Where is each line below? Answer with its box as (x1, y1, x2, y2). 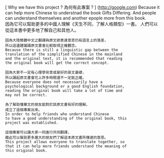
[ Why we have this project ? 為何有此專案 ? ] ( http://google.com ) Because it (5, 4, 160, 10)
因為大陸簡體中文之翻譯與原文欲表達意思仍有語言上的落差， (5, 38, 108, 43)
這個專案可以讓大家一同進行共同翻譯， (5, 130, 72, 135)
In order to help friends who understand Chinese (5, 112, 110, 117)
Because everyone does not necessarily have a (5, 79, 103, 84)
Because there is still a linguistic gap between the (5, 47, 119, 52)
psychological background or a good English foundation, (5, 84, 125, 89)
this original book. (5, 148, 48, 153)
